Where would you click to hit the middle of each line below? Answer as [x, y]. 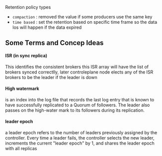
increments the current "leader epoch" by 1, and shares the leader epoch [80, 143]
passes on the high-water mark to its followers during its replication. [75, 110]
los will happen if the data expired [47, 27]
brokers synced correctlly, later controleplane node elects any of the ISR [79, 72]
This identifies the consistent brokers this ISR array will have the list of [77, 67]
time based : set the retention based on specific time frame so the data [85, 22]
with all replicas [21, 148]
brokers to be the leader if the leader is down [51, 77]
